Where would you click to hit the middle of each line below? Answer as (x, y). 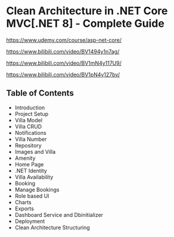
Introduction (30, 108)
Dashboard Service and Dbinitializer (59, 214)
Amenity (25, 158)
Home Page (29, 164)
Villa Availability (34, 177)
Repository (28, 145)
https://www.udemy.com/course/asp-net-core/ (64, 40)
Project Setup (32, 113)
